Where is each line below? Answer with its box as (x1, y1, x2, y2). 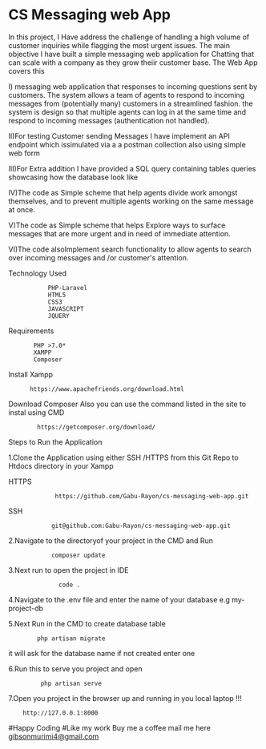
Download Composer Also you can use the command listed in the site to (8, 399, 247, 409)
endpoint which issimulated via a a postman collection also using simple (8, 139, 246, 149)
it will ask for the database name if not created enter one (8, 648, 195, 658)
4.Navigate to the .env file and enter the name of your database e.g (8, 594, 231, 604)
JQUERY (47, 312, 70, 320)
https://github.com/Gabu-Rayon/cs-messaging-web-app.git (54, 492, 249, 500)
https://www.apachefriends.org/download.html (29, 385, 184, 393)
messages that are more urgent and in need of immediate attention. (8, 228, 231, 238)
